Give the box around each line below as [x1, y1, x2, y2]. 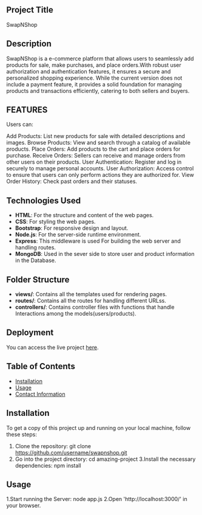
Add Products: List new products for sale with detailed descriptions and [6, 133, 185, 140]
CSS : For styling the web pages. [15, 218, 96, 226]
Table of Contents [6, 361, 76, 372]
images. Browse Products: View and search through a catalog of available [6, 139, 191, 147]
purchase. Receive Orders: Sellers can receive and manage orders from [6, 152, 186, 159]
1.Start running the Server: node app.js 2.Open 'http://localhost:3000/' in [6, 496, 187, 503]
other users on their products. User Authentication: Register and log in [6, 158, 182, 166]
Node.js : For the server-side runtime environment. [15, 231, 141, 238]
